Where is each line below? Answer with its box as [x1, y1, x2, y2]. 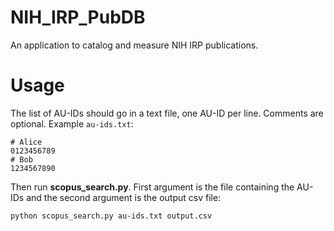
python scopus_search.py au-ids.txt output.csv [10, 211, 213, 221]
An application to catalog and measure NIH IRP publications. [10, 39, 259, 51]
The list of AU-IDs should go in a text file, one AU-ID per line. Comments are [10, 107, 324, 119]
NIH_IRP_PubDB [10, 6, 146, 29]
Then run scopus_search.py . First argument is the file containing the [10, 181, 295, 193]
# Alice [10, 137, 43, 147]
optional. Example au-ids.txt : [10, 117, 134, 130]
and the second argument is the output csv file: [26, 191, 222, 203]
